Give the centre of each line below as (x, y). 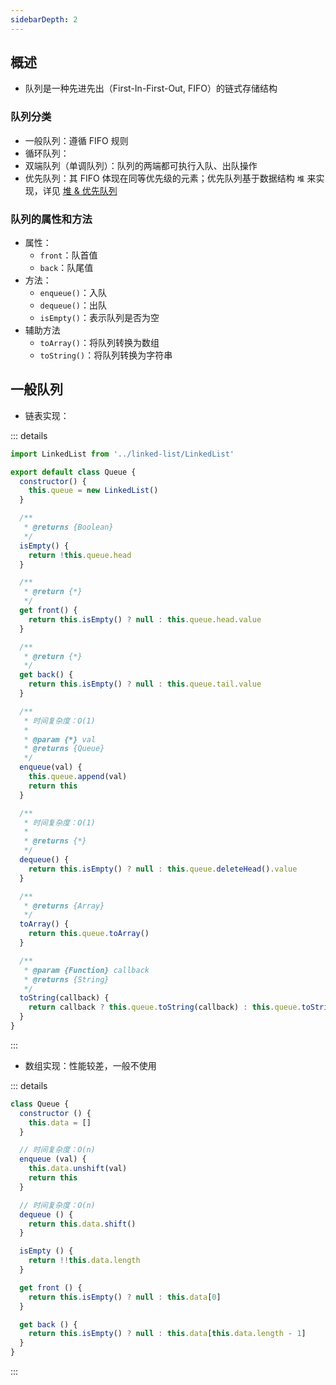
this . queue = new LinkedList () (93, 491)
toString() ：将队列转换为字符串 (106, 355)
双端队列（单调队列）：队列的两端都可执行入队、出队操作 (141, 165)
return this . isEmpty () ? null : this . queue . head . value (145, 619)
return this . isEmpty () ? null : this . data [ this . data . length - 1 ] (167, 1334)
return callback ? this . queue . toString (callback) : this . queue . (165, 1007)
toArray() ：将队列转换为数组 (99, 343)
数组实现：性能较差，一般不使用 (90, 1065)
